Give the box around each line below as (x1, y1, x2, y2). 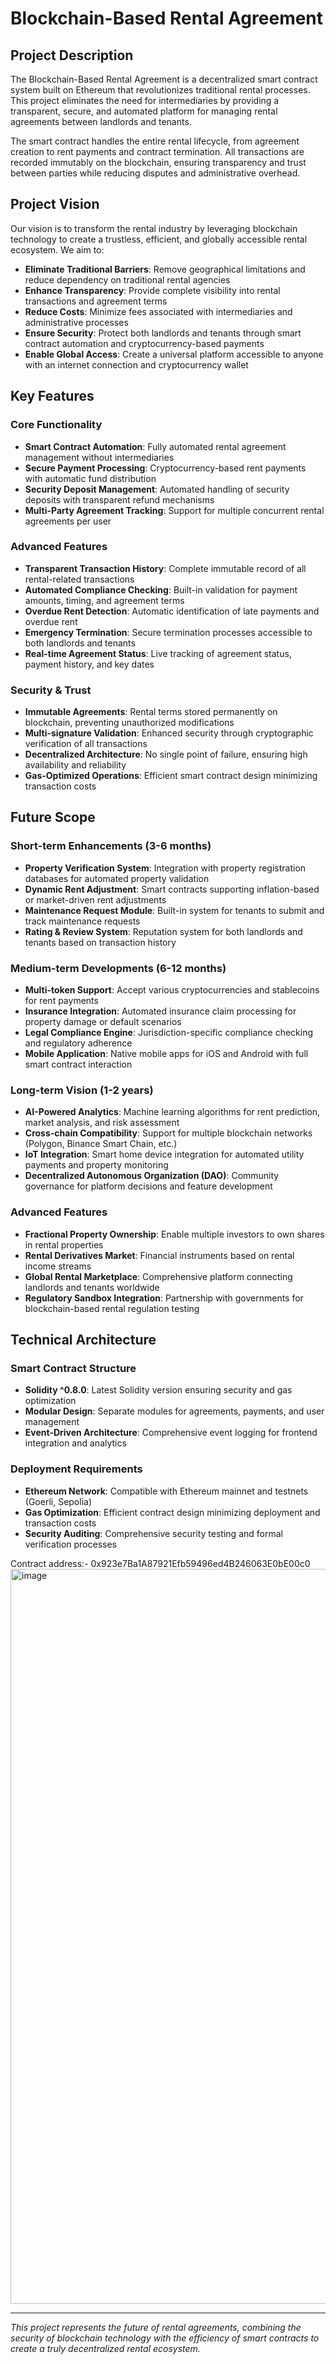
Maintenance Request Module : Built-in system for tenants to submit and (24, 904, 325, 916)
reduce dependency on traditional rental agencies (24, 273, 231, 286)
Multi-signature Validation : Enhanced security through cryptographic (24, 727, 314, 739)
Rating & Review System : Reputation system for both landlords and (24, 925, 303, 937)
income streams (24, 1260, 92, 1272)
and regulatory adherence (24, 1037, 133, 1049)
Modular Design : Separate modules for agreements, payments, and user (24, 1405, 325, 1417)
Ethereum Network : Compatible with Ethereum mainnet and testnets (24, 1485, 309, 1497)
